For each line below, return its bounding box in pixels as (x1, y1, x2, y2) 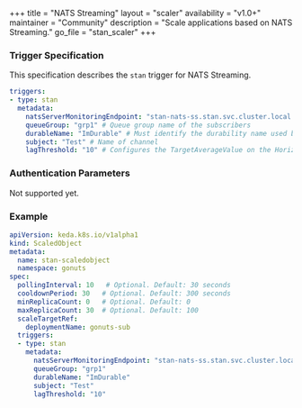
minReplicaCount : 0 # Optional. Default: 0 (17, 297, 191, 306)
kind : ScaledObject (9, 239, 83, 248)
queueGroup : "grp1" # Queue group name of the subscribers (25, 121, 252, 130)
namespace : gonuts (17, 264, 87, 273)
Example (9, 210, 49, 222)
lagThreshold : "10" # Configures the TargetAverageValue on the (25, 146, 271, 155)
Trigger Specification (9, 49, 104, 61)
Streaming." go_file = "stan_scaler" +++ (9, 27, 156, 37)
